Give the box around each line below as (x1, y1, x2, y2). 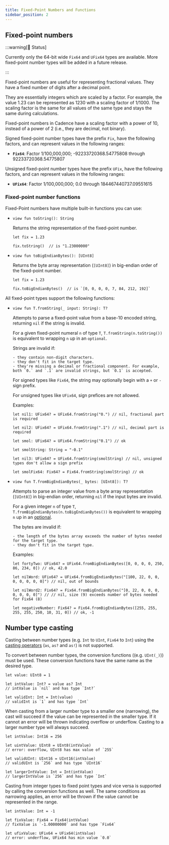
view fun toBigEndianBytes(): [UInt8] (12, 253, 94, 258)
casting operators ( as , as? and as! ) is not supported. (5, 642, 114, 649)
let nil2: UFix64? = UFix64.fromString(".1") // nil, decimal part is (12, 425, 164, 430)
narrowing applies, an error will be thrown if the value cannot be (5, 793, 139, 800)
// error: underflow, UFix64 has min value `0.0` (5, 835, 112, 840)
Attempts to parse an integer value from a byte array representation (12, 488, 153, 494)
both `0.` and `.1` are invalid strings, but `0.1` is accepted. (12, 368, 153, 373)
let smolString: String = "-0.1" (12, 447, 83, 452)
